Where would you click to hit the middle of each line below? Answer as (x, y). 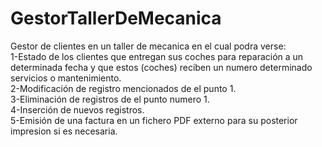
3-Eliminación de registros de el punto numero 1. (110, 99)
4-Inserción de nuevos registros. (77, 109)
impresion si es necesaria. (64, 131)
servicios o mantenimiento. (66, 78)
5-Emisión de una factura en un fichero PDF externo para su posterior (154, 120)
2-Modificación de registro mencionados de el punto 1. (123, 88)
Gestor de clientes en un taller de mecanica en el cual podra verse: (148, 46)
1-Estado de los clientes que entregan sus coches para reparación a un (157, 56)
